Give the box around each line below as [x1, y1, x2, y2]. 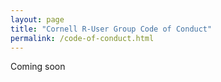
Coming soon [10, 61, 66, 73]
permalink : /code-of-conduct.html [10, 33, 155, 43]
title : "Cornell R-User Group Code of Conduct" [10, 24, 213, 34]
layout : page [10, 14, 65, 25]
